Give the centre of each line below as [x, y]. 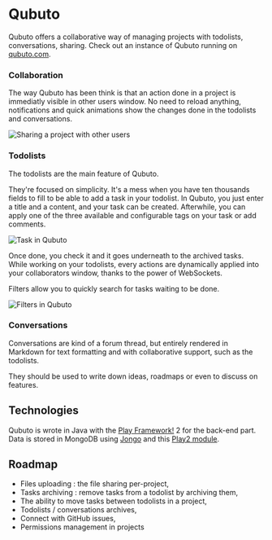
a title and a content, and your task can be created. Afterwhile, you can [127, 206]
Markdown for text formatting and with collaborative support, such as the [131, 352]
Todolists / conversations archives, [78, 510]
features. [24, 384]
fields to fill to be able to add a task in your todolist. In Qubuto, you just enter [136, 198]
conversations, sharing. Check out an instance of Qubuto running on [123, 45]
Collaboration [36, 75]
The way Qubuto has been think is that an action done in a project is [122, 93]
